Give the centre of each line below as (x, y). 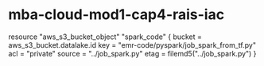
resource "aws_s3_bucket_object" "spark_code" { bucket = (105, 37)
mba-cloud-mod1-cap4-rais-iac (116, 15)
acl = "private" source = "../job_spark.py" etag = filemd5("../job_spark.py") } (132, 53)
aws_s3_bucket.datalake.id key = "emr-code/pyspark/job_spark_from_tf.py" (132, 45)
